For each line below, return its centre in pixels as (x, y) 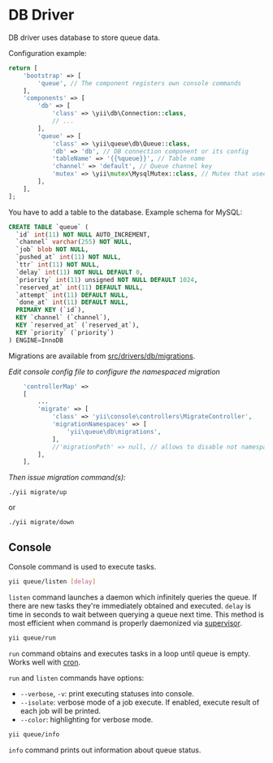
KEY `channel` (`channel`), (63, 318)
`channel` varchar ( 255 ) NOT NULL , (74, 242)
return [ (23, 68)
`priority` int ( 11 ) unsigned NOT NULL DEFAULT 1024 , (107, 280)
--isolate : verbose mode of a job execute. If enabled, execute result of (140, 702)
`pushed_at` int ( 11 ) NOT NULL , (69, 258)
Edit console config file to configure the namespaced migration (115, 371)
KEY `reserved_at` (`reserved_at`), (78, 325)
